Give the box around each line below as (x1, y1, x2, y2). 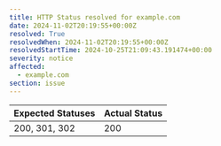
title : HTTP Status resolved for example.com (9, 12, 180, 22)
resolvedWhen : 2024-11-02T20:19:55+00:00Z (9, 37, 169, 47)
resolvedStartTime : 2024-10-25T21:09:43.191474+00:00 (9, 46, 213, 55)
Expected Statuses (13, 107, 96, 119)
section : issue (9, 79, 66, 88)
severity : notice (9, 54, 74, 63)
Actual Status (103, 107, 162, 119)
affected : (9, 63, 46, 72)
